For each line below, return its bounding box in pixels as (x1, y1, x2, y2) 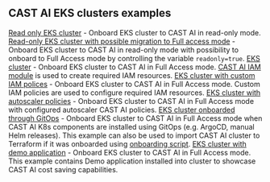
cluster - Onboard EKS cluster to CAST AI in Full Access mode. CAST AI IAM (8, 62, 262, 72)
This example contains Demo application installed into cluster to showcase (8, 156, 256, 166)
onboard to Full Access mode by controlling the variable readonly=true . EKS (8, 53, 260, 63)
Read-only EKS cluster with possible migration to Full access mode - (8, 36, 236, 46)
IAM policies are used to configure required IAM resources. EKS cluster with (8, 88, 261, 97)
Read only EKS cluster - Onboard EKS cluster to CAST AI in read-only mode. (8, 27, 262, 37)
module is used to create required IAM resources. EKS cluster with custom (8, 70, 255, 80)
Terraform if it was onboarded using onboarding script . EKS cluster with (8, 139, 247, 148)
